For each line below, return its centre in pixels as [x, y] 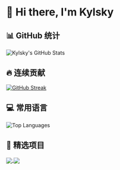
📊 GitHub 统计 [33, 35]
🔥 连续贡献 [26, 73]
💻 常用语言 [27, 108]
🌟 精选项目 [25, 145]
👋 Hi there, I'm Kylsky [60, 12]
